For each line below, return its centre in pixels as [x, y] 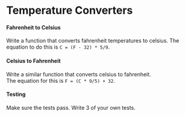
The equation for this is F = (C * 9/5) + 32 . [61, 80]
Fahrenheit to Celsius [34, 27]
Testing [16, 94]
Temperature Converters [70, 10]
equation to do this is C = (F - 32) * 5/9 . [58, 47]
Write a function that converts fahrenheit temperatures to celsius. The [93, 41]
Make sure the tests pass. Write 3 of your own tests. [71, 107]
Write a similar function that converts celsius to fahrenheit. [79, 74]
